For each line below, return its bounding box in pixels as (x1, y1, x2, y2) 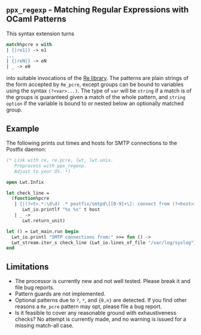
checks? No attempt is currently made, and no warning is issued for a (14, 316, 187, 323)
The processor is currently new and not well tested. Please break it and (14, 278, 191, 285)
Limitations (6, 262, 49, 272)
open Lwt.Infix (6, 179, 44, 185)
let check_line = (6, 190, 50, 196)
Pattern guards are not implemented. (14, 290, 106, 297)
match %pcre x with (6, 41, 52, 47)
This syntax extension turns (6, 30, 75, 37)
